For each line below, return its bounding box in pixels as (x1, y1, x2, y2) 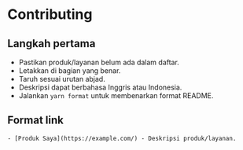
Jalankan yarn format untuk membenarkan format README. (18, 91, 214, 100)
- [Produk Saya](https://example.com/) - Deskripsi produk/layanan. (7, 134, 237, 142)
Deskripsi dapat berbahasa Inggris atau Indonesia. (18, 82, 182, 92)
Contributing (7, 5, 93, 24)
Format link (7, 114, 64, 127)
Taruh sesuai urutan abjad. (18, 75, 105, 83)
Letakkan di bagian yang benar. (18, 66, 121, 75)
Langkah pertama (7, 37, 96, 50)
